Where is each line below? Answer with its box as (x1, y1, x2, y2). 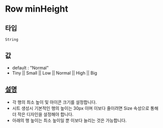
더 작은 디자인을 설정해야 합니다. (12, 111, 74, 117)
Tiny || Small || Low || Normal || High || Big (12, 70, 98, 76)
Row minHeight (5, 3, 68, 15)
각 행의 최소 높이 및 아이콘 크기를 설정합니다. (12, 99, 97, 105)
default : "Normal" (12, 65, 49, 71)
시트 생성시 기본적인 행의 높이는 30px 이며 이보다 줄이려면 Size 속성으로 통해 (12, 105, 159, 111)
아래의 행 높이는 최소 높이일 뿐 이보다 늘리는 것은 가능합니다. (12, 117, 127, 123)
